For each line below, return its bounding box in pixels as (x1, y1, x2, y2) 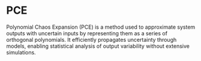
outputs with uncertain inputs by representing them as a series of (6, 29, 168, 36)
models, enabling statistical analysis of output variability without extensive (6, 42, 190, 50)
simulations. (6, 48, 36, 56)
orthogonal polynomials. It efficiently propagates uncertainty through (6, 36, 177, 43)
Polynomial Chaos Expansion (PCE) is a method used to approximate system (6, 23, 196, 30)
